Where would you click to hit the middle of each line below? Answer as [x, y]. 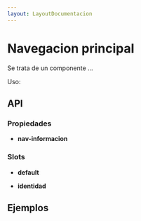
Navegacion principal [71, 48]
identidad [32, 186]
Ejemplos [28, 208]
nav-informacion [42, 139]
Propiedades [29, 123]
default [28, 172]
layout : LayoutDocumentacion [50, 14]
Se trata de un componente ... [50, 68]
